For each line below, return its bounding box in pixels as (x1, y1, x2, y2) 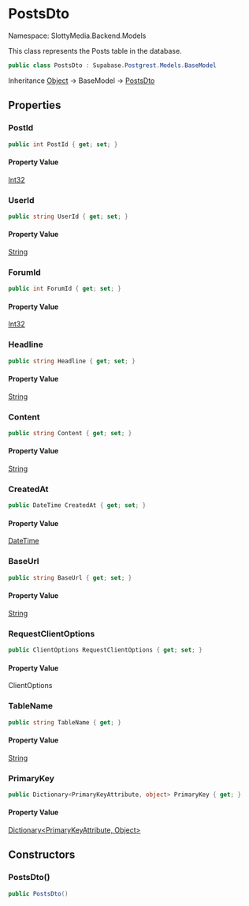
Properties (8, 99, 61, 112)
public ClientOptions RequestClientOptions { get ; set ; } (8, 646, 203, 654)
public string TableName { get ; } (8, 718, 122, 727)
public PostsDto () (8, 889, 69, 897)
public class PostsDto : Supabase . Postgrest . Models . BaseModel (8, 61, 217, 70)
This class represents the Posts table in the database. (8, 46, 183, 55)
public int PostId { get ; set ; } (8, 140, 118, 148)
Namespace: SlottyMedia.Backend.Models (8, 31, 147, 40)
